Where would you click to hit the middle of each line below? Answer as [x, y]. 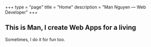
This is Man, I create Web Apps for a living [71, 28]
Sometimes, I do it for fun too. [35, 39]
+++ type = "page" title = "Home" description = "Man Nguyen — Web [75, 7]
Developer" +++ [21, 12]
